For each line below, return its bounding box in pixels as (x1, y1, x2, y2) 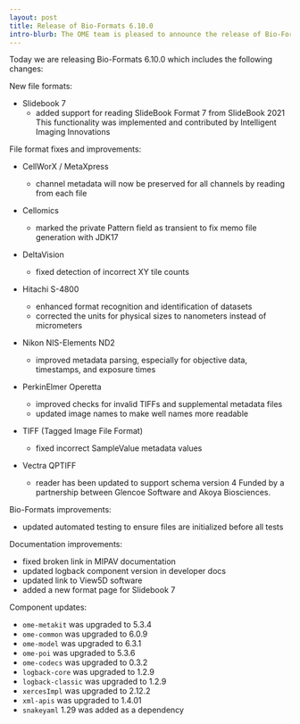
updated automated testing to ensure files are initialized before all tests (21, 521, 284, 532)
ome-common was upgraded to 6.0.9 (21, 628, 148, 639)
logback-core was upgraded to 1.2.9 (21, 667, 154, 678)
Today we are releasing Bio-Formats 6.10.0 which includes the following (9, 54, 273, 65)
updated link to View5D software (21, 575, 143, 586)
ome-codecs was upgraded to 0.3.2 (21, 657, 148, 668)
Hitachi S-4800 (21, 284, 79, 295)
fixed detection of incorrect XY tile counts (35, 267, 190, 278)
